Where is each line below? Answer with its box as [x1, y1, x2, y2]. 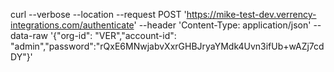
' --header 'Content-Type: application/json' [133, 19, 312, 31]
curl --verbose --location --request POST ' [10, 9, 187, 20]
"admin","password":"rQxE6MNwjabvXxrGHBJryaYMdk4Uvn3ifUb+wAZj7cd [10, 40, 325, 52]
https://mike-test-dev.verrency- [186, 9, 317, 20]
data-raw [10, 30, 48, 41]
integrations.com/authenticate [10, 19, 135, 31]
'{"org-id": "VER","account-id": [49, 30, 177, 41]
